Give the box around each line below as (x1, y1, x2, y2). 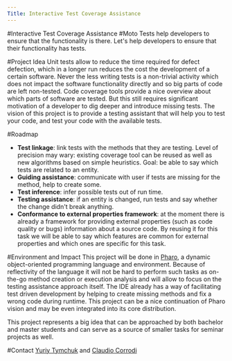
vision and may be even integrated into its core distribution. (7, 304, 177, 312)
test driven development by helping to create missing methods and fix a (7, 289, 212, 298)
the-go (7, 275, 27, 283)
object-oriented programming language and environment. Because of (7, 260, 206, 268)
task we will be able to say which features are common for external (17, 232, 209, 240)
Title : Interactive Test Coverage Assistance (7, 10, 141, 17)
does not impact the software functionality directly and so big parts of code (7, 79, 223, 87)
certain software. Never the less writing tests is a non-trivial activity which (7, 72, 219, 81)
